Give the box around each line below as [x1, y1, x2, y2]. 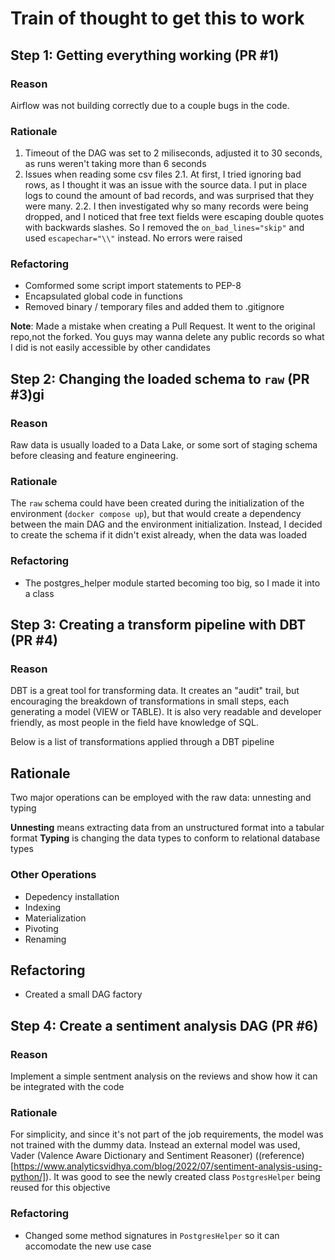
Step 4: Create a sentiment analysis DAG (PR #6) [10, 1017, 319, 1034]
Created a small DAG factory [24, 988, 143, 1001]
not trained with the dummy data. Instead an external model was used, [10, 1139, 301, 1151]
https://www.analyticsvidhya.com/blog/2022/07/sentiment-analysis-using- [13, 1160, 323, 1172]
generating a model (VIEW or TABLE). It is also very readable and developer [10, 706, 322, 718]
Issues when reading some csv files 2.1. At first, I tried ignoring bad [24, 168, 302, 181]
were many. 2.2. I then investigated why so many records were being [24, 200, 309, 212]
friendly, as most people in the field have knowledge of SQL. [10, 717, 259, 729]
